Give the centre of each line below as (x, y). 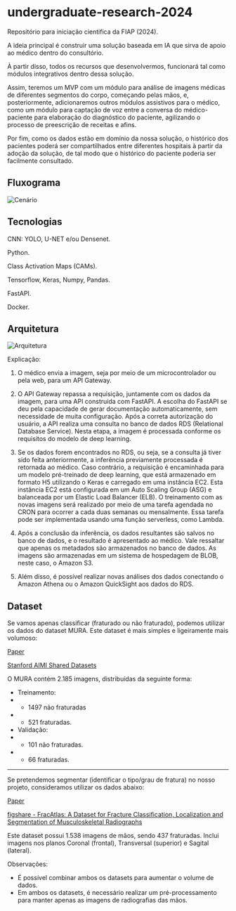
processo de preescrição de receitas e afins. (72, 124)
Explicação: (24, 360)
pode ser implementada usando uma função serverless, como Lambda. (121, 520)
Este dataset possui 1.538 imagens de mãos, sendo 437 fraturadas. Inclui (113, 836)
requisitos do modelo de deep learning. (74, 439)
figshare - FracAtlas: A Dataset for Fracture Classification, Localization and (115, 815)
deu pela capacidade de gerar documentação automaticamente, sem (117, 409)
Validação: (33, 730)
